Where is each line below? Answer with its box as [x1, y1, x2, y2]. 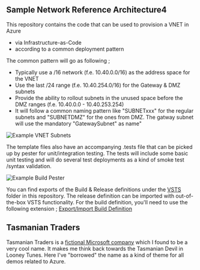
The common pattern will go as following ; [6, 57, 111, 64]
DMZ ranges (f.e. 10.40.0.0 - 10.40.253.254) [14, 101, 124, 108]
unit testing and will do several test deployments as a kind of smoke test [6, 156, 184, 163]
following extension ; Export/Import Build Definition [6, 205, 132, 212]
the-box [6, 198, 26, 206]
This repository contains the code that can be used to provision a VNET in [6, 20, 189, 28]
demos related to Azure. [6, 257, 66, 265]
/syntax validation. [6, 162, 52, 169]
